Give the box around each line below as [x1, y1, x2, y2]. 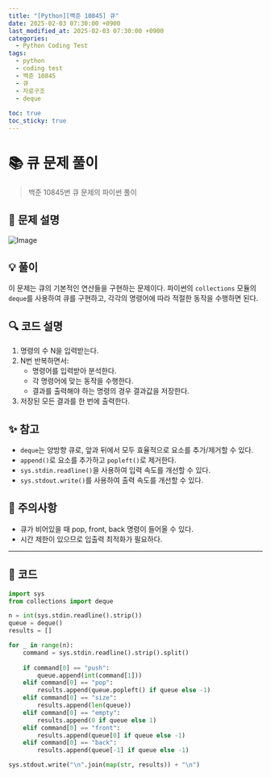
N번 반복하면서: [19, 356, 69, 366]
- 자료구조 [15, 86, 46, 95]
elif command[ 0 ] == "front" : [23, 724, 121, 732]
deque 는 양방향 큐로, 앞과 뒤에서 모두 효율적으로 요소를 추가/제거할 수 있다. [19, 445, 254, 455]
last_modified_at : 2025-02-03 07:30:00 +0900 [8, 27, 164, 35]
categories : [8, 34, 48, 43]
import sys [8, 590, 45, 598]
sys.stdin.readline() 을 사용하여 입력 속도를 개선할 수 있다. [19, 466, 211, 475]
